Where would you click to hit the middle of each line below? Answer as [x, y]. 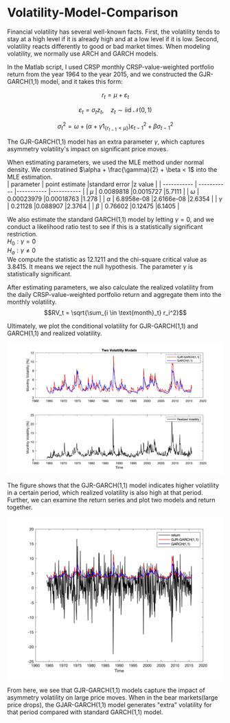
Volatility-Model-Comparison [93, 13]
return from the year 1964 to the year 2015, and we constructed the [102, 74]
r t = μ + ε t [115, 96]
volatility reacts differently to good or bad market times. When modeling [109, 46]
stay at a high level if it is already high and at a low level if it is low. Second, [113, 38]
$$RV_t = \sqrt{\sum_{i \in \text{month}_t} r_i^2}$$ [115, 312]
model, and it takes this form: [81, 81]
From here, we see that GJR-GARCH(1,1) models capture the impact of [106, 690]
